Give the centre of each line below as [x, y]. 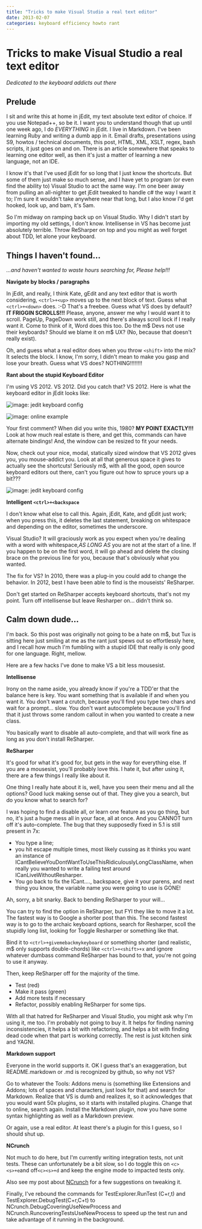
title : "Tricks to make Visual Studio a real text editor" [82, 12]
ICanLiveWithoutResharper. [49, 875]
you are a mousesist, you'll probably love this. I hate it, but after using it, [96, 769]
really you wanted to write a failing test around [73, 868]
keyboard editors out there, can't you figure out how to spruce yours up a [97, 472]
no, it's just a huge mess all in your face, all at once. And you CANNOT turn [99, 818]
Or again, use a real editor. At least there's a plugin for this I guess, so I [94, 1127]
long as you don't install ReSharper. [50, 739]
